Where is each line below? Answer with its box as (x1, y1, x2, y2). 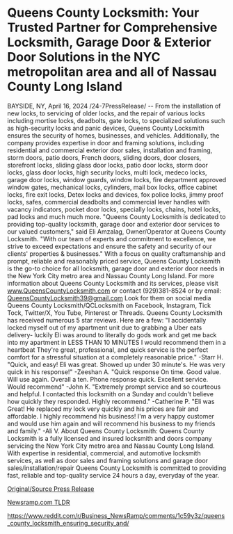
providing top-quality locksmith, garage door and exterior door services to (7, 220, 220, 228)
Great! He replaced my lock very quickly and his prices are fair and (7, 405, 199, 413)
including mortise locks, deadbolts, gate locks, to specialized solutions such (7, 116, 225, 124)
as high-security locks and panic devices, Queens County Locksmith (7, 124, 204, 132)
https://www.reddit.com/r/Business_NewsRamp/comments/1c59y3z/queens (7, 511, 225, 519)
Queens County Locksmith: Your (7, 5, 200, 21)
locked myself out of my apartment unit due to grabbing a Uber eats (7, 323, 202, 332)
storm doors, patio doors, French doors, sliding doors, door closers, (7, 153, 202, 161)
